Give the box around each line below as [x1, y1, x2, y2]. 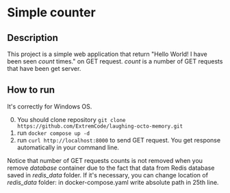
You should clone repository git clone [16, 115, 126, 123]
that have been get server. [7, 65, 81, 72]
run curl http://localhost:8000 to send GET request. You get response [16, 136, 221, 144]
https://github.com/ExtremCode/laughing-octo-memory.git [16, 123, 183, 130]
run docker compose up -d [16, 128, 90, 137]
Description [7, 32, 58, 44]
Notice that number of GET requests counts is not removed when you [7, 156, 203, 164]
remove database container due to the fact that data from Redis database [7, 164, 215, 172]
